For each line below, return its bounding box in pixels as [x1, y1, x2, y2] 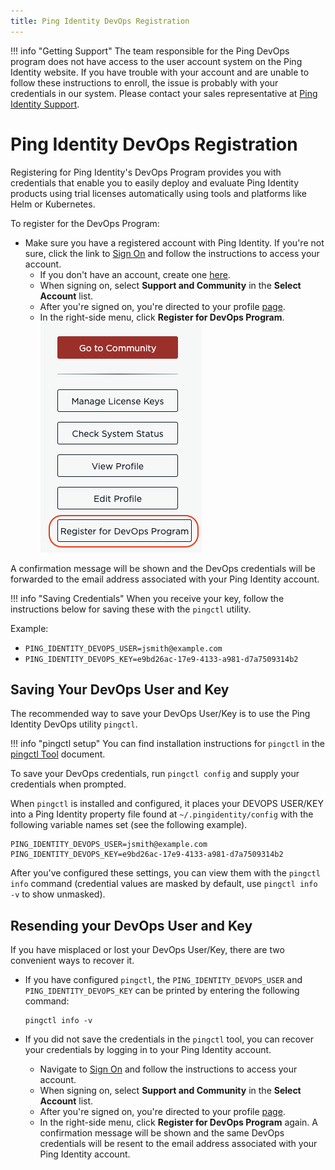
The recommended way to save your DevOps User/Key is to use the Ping [10, 708, 311, 720]
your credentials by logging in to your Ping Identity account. [24, 1044, 272, 1056]
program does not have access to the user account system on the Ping [10, 55, 303, 67]
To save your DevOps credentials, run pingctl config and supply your [10, 768, 300, 780]
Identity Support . [10, 98, 80, 110]
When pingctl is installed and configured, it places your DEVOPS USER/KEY [10, 798, 324, 810]
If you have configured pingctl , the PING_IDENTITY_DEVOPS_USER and [24, 974, 303, 986]
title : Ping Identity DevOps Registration [10, 16, 190, 26]
